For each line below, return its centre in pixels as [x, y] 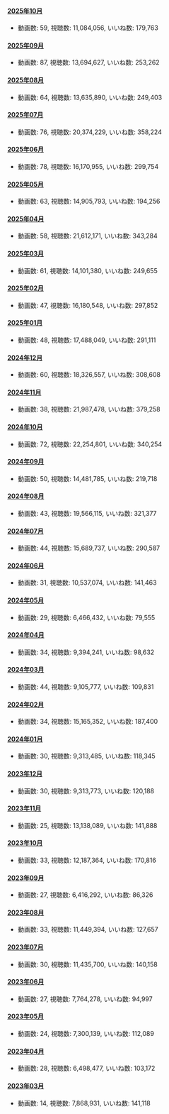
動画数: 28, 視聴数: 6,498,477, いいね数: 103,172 [86, 1069]
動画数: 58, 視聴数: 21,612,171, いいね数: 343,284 [87, 236]
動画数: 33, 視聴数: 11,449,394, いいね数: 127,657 [88, 930]
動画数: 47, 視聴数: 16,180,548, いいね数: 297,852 [88, 305]
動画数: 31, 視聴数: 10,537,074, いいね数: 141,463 [87, 583]
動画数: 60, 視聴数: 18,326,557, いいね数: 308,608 [89, 375]
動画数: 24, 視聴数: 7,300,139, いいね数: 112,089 [86, 1034]
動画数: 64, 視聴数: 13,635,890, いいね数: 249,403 [90, 97]
